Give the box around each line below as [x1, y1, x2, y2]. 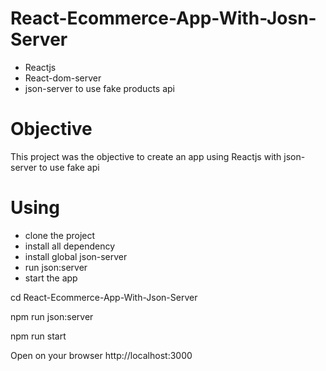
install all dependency [24, 240, 115, 252]
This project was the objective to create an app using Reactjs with [10, 150, 282, 162]
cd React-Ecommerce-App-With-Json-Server [10, 291, 198, 303]
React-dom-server [24, 72, 102, 84]
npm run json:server [10, 310, 94, 322]
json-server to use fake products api [24, 82, 175, 94]
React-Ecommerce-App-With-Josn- [10, 7, 317, 30]
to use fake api [39, 161, 100, 173]
